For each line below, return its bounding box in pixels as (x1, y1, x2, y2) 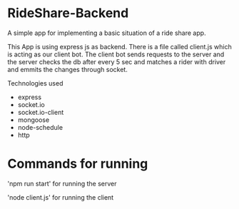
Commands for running (7, 156, 148, 172)
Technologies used (7, 78, 63, 87)
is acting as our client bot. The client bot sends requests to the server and (7, 50, 225, 58)
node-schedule (17, 123, 63, 131)
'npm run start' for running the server (7, 179, 117, 188)
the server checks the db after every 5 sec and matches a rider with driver (7, 57, 226, 66)
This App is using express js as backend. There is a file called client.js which (7, 42, 232, 51)
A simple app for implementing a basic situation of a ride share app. (7, 29, 206, 37)
